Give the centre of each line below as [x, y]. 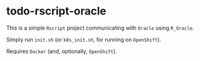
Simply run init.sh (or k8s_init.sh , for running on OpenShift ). [84, 39]
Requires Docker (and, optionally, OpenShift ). [62, 51]
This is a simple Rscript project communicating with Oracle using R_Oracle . [100, 28]
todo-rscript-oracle [56, 11]
